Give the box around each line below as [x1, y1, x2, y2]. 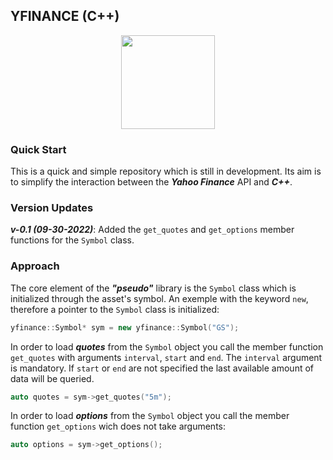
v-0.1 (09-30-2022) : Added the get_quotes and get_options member [10, 224, 295, 236]
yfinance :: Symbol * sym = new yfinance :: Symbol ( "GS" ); [10, 322, 240, 333]
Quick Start [10, 142, 67, 156]
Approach [10, 259, 60, 273]
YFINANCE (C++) [10, 8, 120, 25]
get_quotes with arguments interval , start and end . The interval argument [10, 351, 323, 363]
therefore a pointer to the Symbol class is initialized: [10, 303, 220, 315]
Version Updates [10, 201, 94, 215]
